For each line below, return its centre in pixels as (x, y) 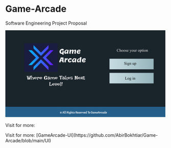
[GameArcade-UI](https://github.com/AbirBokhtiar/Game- (97, 135)
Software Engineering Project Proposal (46, 23)
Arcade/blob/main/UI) (28, 141)
